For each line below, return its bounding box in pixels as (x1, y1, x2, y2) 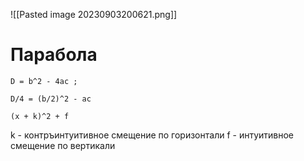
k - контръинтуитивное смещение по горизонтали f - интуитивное (10, 129, 295, 141)
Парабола (10, 44, 98, 66)
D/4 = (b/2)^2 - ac (10, 94, 92, 104)
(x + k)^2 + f (10, 111, 70, 121)
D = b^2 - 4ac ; (10, 76, 78, 86)
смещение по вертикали (10, 139, 116, 151)
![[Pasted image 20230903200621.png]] (10, 9, 178, 20)
